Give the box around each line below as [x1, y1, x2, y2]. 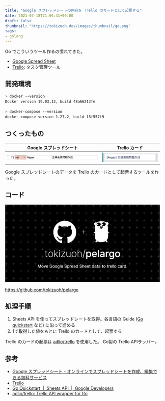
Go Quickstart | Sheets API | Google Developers [12, 385, 114, 391]
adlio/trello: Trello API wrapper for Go [12, 391, 88, 397]
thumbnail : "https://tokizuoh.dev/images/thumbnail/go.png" [5, 24, 131, 28]
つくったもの [5, 129, 44, 137]
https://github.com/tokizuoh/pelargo [5, 287, 79, 293]
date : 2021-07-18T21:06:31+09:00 [5, 13, 74, 18]
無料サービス [21, 374, 47, 380]
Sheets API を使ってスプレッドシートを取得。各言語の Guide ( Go [12, 316, 143, 322]
